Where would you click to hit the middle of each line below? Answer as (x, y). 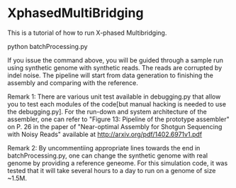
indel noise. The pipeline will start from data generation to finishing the (111, 75)
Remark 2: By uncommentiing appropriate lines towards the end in (104, 148)
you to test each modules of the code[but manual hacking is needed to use (117, 104)
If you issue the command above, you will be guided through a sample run (115, 60)
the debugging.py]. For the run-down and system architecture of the (107, 111)
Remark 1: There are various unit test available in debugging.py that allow (114, 96)
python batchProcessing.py (47, 46)
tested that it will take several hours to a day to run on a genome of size (112, 170)
